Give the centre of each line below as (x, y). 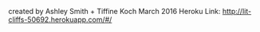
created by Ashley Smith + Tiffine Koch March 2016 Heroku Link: (114, 11)
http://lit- (237, 11)
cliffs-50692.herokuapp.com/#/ (60, 20)
